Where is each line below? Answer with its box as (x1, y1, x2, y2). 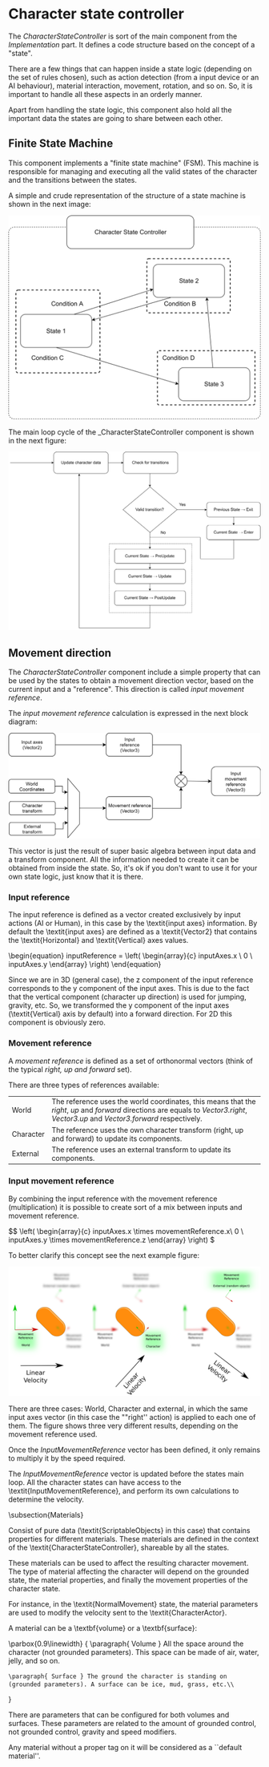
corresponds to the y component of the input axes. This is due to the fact (8, 984, 250, 993)
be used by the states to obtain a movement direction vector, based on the (8, 675, 254, 685)
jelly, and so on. (8, 1656, 60, 1665)
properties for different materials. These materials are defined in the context (8, 1534, 259, 1543)
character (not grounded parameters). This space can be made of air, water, (8, 1647, 259, 1656)
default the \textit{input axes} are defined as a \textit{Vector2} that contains (8, 927, 258, 936)
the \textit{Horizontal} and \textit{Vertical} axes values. (8, 936, 189, 945)
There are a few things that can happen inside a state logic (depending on (8, 63, 252, 73)
